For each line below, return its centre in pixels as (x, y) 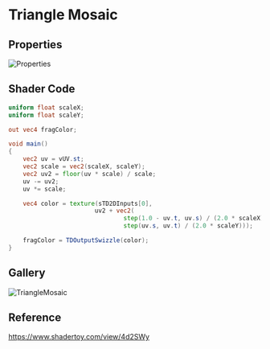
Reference (35, 318)
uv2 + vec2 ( (115, 211)
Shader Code (42, 89)
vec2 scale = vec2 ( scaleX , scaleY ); (84, 166)
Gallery (27, 273)
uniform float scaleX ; (46, 107)
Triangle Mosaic (63, 15)
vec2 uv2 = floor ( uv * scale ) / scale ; (90, 174)
